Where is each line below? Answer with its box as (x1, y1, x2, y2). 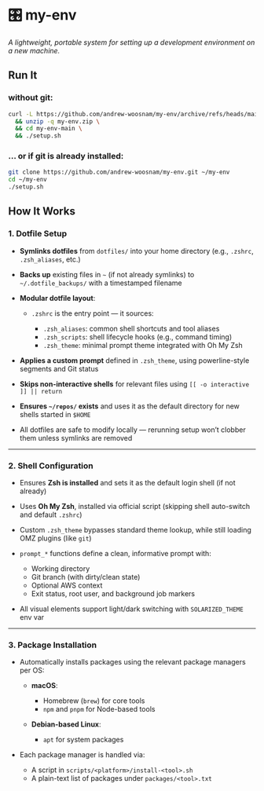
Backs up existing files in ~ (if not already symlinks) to (19, 269, 195, 279)
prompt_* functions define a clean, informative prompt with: (19, 549, 212, 558)
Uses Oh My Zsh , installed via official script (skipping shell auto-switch (19, 502, 251, 511)
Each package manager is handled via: (19, 750, 145, 760)
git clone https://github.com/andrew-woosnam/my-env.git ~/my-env (8, 168, 230, 177)
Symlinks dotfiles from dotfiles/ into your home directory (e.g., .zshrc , (19, 246, 254, 255)
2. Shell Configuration (8, 460, 94, 471)
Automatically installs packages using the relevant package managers (19, 657, 246, 667)
